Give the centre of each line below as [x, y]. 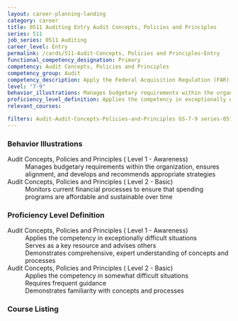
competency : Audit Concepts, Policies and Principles [89, 67]
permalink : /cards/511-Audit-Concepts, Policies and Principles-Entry [114, 54]
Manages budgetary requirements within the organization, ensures [122, 167]
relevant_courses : [34, 106]
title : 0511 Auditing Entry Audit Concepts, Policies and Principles [112, 27]
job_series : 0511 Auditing [47, 40]
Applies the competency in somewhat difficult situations [107, 276]
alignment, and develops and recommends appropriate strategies [120, 174]
